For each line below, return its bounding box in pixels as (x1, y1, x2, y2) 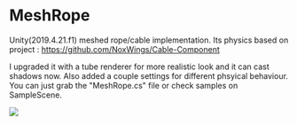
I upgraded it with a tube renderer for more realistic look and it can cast (9, 61, 270, 72)
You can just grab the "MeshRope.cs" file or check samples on (9, 80, 238, 90)
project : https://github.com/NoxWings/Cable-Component (9, 43, 220, 54)
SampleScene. (9, 90, 62, 100)
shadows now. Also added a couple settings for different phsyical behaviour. (9, 70, 288, 81)
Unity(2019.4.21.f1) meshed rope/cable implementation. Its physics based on (9, 35, 289, 45)
